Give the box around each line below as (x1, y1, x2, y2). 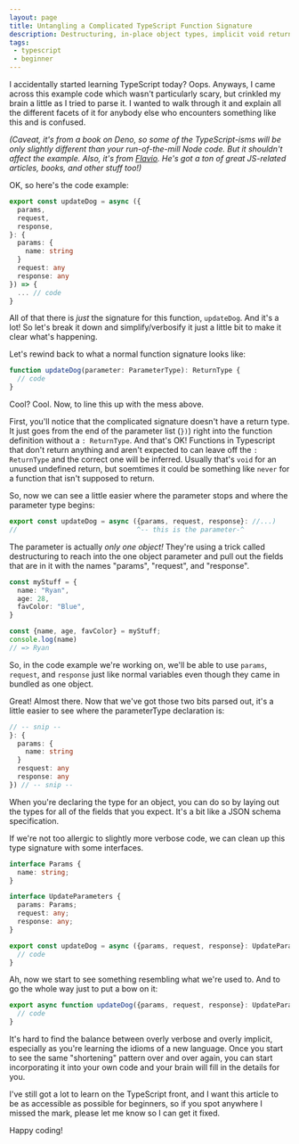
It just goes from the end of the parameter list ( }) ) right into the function (9, 425, 273, 436)
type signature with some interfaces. (9, 842, 144, 852)
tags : (9, 37, 29, 47)
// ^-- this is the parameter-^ (9, 525, 245, 534)
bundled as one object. (9, 679, 93, 689)
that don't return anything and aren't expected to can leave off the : (9, 445, 258, 455)
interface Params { (9, 860, 82, 868)
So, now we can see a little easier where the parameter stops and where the (9, 490, 288, 500)
